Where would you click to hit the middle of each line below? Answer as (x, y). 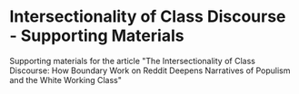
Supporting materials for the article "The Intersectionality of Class (133, 61)
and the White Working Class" (66, 80)
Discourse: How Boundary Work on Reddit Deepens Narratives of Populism (150, 70)
